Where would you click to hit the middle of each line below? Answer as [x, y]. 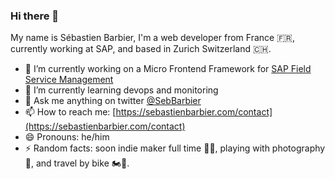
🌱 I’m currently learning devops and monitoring [121, 90]
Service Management [69, 80]
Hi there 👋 [35, 16]
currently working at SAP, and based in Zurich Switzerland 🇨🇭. [141, 49]
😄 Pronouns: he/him [67, 137]
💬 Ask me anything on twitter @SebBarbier [113, 101]
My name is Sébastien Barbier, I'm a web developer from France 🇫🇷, [152, 38]
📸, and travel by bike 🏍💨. [77, 163]
